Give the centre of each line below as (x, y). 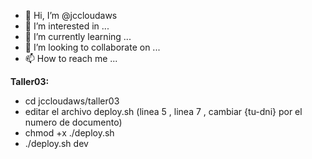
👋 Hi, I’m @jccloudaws (71, 15)
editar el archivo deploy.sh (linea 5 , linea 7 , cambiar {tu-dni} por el (163, 111)
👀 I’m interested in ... (67, 26)
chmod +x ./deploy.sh (69, 133)
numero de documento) (73, 122)
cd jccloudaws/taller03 (72, 101)
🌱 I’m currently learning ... (78, 36)
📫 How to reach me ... (71, 58)
